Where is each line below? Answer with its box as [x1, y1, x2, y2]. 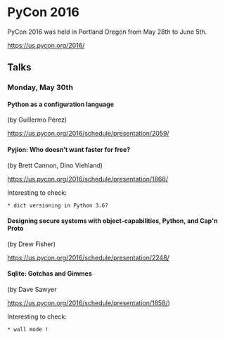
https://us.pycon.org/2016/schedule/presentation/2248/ [7, 253, 170, 262]
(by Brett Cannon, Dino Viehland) [7, 161, 103, 169]
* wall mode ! [7, 326, 49, 333]
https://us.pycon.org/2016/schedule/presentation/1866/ [7, 174, 169, 183]
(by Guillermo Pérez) [7, 115, 67, 124]
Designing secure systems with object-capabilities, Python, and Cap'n [7, 217, 218, 225]
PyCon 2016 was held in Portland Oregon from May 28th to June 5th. [7, 27, 207, 36]
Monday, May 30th [7, 82, 74, 92]
